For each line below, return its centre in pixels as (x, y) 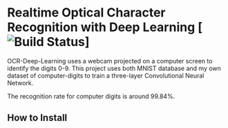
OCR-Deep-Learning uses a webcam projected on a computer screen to (110, 61)
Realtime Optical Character (86, 13)
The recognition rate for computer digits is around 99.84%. (91, 96)
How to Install (37, 118)
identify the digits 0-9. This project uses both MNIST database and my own (114, 68)
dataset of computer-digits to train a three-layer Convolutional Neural (106, 75)
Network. (20, 83)
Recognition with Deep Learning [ (105, 27)
